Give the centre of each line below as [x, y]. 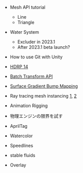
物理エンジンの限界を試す [36, 116]
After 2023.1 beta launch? [43, 47]
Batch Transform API [31, 76]
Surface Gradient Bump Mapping [44, 86]
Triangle [26, 22]
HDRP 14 [19, 67]
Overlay [18, 165]
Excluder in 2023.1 [36, 42]
